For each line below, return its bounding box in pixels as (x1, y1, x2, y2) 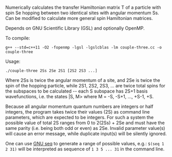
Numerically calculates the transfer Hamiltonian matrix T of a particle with (5, 5, 161, 10)
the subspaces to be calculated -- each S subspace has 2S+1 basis (5, 88, 148, 94)
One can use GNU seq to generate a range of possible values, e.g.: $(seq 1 (5, 141, 164, 146)
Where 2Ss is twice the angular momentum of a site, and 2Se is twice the (5, 77, 160, 83)
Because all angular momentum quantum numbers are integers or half (5, 103, 154, 109)
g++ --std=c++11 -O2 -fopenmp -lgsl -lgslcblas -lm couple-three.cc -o (5, 45, 162, 50)
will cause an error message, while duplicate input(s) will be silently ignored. (5, 130, 167, 137)
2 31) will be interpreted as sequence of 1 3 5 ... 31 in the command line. (5, 146, 165, 152)
